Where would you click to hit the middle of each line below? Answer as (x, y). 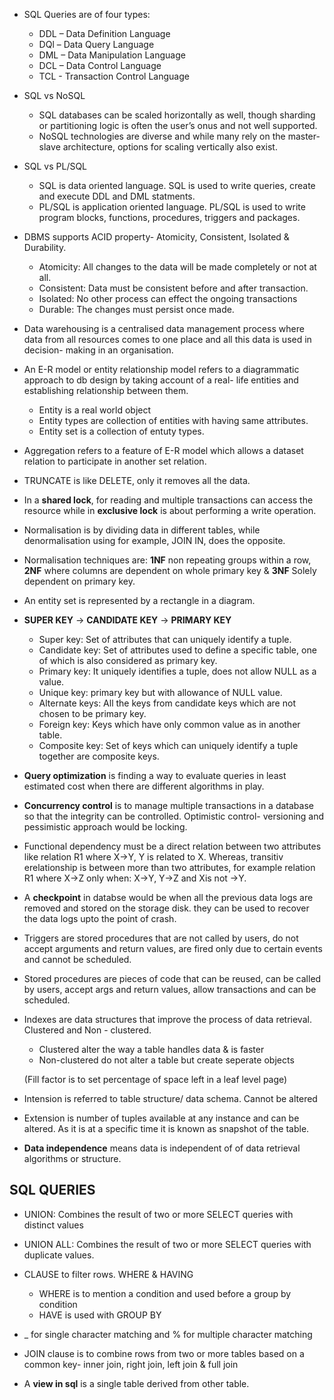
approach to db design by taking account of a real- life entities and (161, 380)
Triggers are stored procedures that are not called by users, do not (161, 938)
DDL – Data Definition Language (104, 33)
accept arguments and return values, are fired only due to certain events (173, 948)
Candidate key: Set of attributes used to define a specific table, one (177, 650)
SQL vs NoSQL (54, 95)
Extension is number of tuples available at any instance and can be (161, 1118)
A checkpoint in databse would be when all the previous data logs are (168, 897)
